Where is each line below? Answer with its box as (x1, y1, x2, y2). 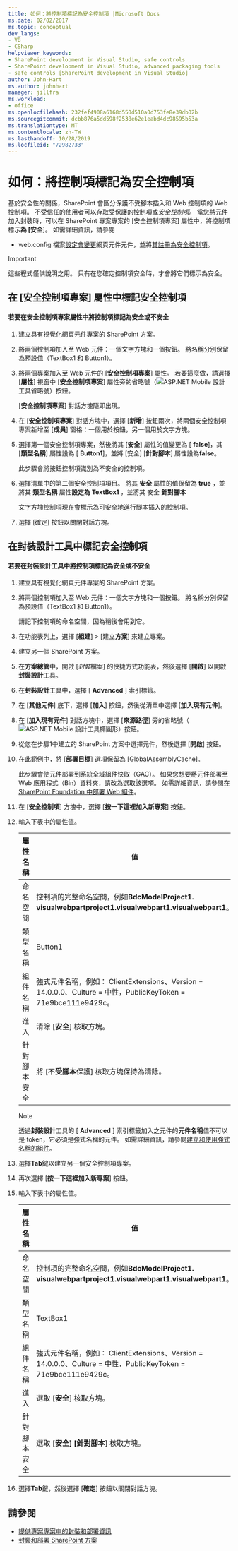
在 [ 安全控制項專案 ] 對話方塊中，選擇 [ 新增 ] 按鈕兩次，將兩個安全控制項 (18, 416, 227, 424)
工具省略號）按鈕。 (18, 386, 75, 395)
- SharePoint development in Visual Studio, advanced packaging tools (8, 63, 220, 70)
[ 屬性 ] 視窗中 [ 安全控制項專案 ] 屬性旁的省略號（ (18, 377, 157, 385)
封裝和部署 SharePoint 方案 (18, 1536, 97, 1545)
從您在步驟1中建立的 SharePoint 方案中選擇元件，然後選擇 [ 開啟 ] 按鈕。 (18, 740, 225, 748)
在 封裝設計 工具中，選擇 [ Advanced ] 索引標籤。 (18, 686, 160, 695)
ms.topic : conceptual (8, 23, 72, 30)
